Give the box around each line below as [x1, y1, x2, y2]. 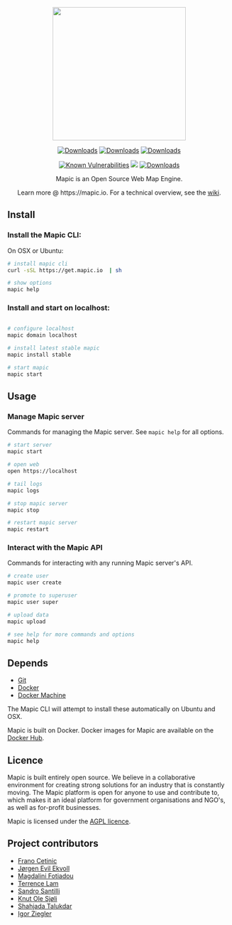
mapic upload [7, 618, 46, 625]
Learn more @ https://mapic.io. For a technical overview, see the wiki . [17, 188, 221, 197]
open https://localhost [7, 467, 78, 475]
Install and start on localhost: [7, 303, 110, 313]
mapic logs [7, 487, 40, 494]
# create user [7, 573, 50, 580]
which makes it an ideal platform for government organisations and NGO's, [7, 796, 226, 804]
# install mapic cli [7, 260, 69, 267]
